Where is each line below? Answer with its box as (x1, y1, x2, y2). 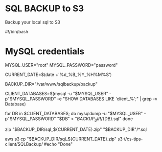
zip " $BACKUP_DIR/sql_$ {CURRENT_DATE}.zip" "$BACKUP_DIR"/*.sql (5, 126, 147, 132)
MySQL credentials (5, 46, 85, 57)
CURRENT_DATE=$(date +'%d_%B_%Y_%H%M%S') (5, 72, 112, 77)
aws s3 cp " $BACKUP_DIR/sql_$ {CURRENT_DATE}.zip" (5, 136, 116, 142)
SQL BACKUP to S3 (5, 3, 84, 14)
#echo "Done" (44, 141, 73, 147)
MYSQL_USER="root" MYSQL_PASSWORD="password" (5, 62, 118, 68)
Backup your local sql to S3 (5, 19, 60, 25)
